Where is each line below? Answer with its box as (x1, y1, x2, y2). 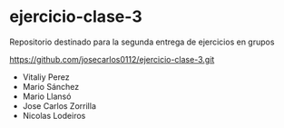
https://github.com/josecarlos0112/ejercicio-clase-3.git (9, 54, 215, 64)
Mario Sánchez (22, 81, 80, 92)
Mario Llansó (22, 91, 72, 102)
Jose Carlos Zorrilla (22, 100, 97, 111)
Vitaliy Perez (22, 71, 70, 83)
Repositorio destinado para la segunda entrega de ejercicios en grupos (9, 36, 275, 47)
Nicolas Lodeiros (22, 110, 86, 121)
